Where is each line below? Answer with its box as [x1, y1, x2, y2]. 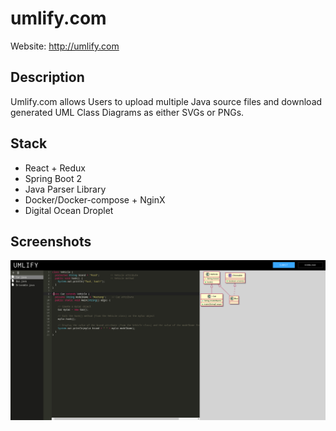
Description [10, 69, 85, 86]
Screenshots [10, 233, 92, 250]
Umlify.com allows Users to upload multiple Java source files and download [10, 95, 323, 107]
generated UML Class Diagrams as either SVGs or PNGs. [10, 106, 245, 118]
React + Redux [24, 162, 86, 174]
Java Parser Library [24, 183, 107, 195]
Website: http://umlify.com [10, 40, 120, 52]
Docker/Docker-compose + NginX [24, 193, 166, 206]
